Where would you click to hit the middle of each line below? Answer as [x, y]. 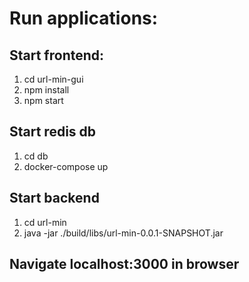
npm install [46, 90]
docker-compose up [66, 166]
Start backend [54, 198]
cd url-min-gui [53, 79]
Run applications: [84, 18]
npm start [43, 100]
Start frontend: [57, 55]
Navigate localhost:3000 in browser [124, 264]
